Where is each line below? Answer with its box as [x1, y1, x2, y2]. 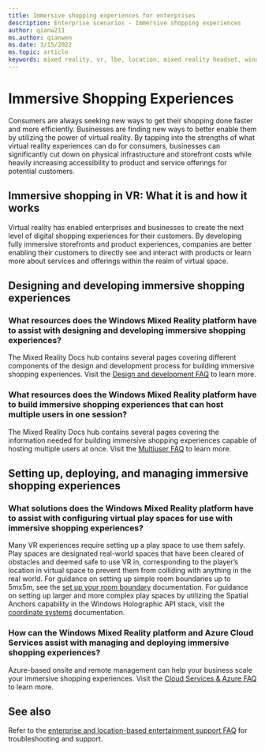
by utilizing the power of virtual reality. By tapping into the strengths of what [8, 132, 255, 142]
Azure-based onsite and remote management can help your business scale [8, 665, 252, 674]
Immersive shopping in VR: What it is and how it [8, 189, 248, 202]
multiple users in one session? [8, 409, 128, 420]
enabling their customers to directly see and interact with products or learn [8, 247, 252, 257]
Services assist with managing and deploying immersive [8, 637, 230, 648]
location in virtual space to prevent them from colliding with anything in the [8, 566, 252, 576]
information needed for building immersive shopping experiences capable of [8, 436, 257, 445]
